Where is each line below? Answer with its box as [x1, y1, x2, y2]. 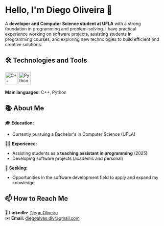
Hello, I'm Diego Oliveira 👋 [5, 4, 113, 16]
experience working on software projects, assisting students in [5, 31, 132, 37]
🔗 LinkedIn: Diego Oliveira [5, 210, 58, 216]
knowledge [12, 179, 35, 185]
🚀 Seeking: [5, 165, 28, 171]
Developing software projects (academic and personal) [12, 155, 123, 161]
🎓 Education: [5, 120, 34, 126]
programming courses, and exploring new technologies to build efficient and [5, 36, 160, 42]
